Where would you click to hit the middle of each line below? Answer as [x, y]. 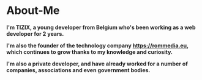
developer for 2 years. [35, 33]
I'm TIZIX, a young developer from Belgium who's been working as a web [101, 27]
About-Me [33, 11]
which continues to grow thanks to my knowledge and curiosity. [90, 52]
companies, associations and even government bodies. [78, 70]
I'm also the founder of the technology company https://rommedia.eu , [97, 45]
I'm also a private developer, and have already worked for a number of [97, 64]
